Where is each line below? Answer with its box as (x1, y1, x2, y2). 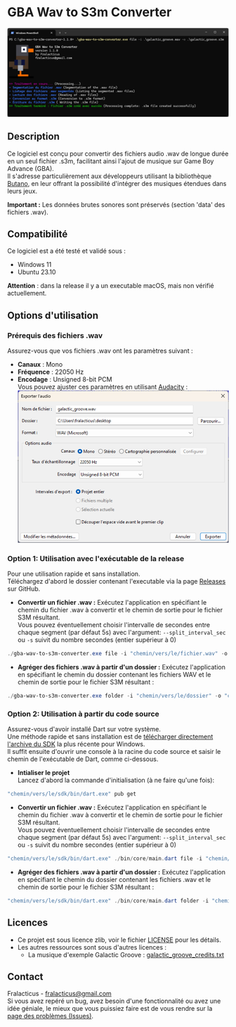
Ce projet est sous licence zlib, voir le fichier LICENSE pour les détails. (17, 935, 221, 944)
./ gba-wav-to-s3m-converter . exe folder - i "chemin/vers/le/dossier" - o (7, 692, 221, 699)
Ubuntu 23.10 (17, 268, 56, 277)
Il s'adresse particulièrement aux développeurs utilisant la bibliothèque (7, 172, 212, 180)
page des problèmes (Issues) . (7, 1012, 93, 1021)
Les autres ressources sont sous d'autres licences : (17, 943, 167, 951)
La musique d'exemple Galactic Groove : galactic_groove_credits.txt (27, 950, 225, 959)
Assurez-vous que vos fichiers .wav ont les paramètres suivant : (7, 346, 193, 355)
